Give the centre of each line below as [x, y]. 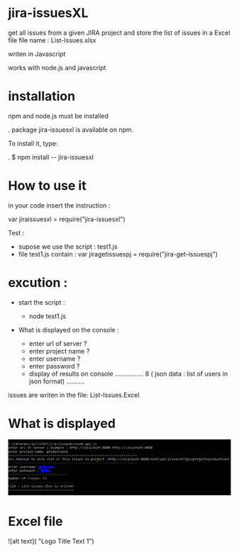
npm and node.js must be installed [59, 116]
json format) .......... [56, 381]
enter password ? [54, 366]
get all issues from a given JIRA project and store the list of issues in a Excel [119, 33]
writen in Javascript [37, 54]
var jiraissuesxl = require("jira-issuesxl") [67, 219]
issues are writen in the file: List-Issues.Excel [74, 395]
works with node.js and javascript [57, 67]
